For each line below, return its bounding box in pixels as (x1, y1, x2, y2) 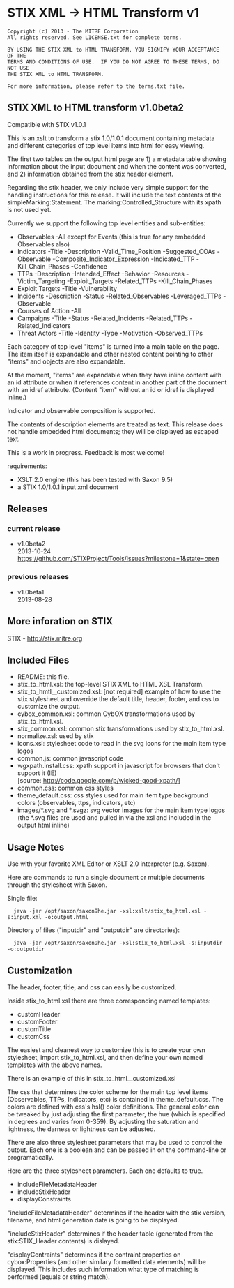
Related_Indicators (17, 321, 71, 329)
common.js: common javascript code (17, 754, 124, 763)
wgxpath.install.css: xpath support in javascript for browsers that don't (17, 762, 221, 770)
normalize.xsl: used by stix (17, 732, 94, 740)
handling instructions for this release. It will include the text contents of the (7, 190, 221, 199)
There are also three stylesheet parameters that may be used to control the (7, 1138, 223, 1146)
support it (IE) (17, 769, 57, 777)
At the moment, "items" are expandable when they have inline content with (7, 370, 222, 379)
